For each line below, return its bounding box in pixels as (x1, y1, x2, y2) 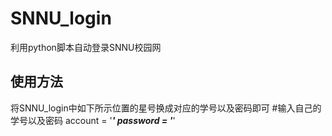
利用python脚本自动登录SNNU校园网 (10, 41, 162, 53)
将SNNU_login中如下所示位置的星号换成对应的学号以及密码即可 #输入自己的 (10, 102, 322, 114)
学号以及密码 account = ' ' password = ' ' (10, 114, 176, 126)
